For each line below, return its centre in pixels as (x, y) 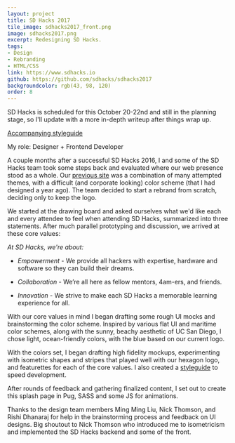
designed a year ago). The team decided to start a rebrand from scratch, (112, 190)
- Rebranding (26, 60)
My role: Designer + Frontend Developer (66, 147)
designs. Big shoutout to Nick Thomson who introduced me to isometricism (116, 425)
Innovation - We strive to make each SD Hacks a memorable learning (117, 296)
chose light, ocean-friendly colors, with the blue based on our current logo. (116, 339)
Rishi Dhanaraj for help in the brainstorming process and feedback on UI (112, 417)
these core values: (34, 234)
